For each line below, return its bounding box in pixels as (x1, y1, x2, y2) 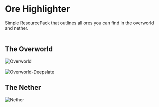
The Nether (5, 83, 41, 92)
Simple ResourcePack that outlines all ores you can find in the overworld (5, 20, 154, 26)
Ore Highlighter (5, 3, 70, 15)
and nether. (5, 25, 29, 31)
